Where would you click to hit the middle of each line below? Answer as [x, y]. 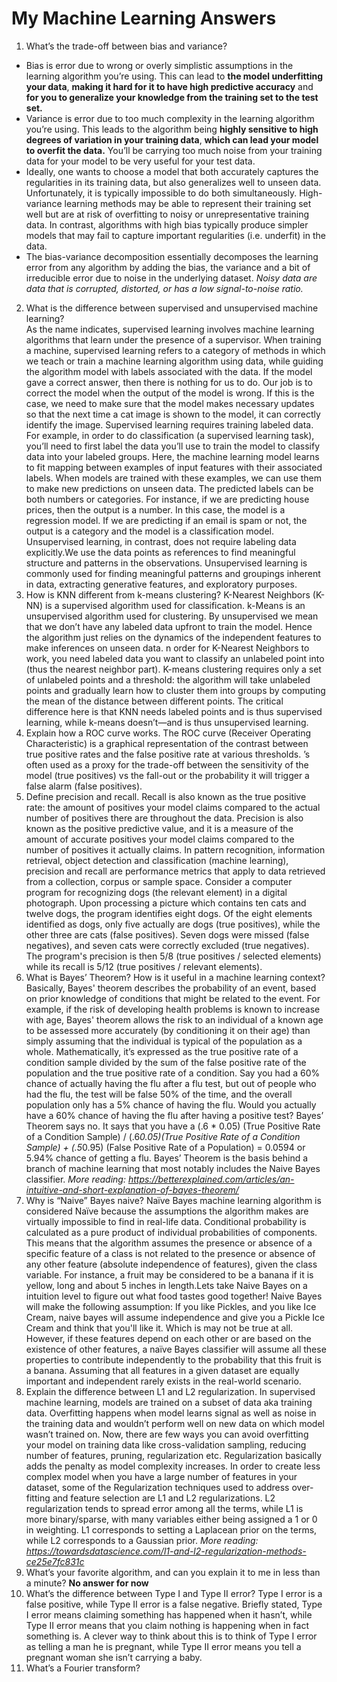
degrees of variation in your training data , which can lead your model [172, 139]
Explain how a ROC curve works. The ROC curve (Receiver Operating [168, 733]
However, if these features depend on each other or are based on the [168, 1338]
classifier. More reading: [75, 1179]
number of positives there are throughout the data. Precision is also [164, 818]
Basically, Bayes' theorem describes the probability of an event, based [171, 988]
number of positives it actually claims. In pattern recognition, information [175, 849]
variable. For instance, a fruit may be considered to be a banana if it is [169, 1274]
